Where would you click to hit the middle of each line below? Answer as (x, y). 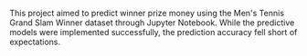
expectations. (35, 42)
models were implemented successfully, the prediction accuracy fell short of (153, 32)
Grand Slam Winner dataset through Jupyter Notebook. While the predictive (152, 23)
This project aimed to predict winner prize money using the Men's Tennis (147, 13)
